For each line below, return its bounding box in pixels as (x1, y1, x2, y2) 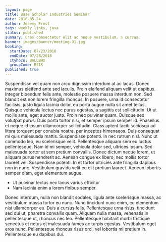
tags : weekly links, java (5, 26, 58, 31)
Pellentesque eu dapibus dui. (5, 231, 64, 237)
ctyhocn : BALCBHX (9, 58, 46, 63)
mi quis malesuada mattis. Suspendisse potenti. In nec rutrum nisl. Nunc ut (5, 133, 158, 139)
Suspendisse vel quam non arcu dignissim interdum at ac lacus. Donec (5, 81, 150, 87)
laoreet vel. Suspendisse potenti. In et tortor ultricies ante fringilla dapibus (5, 159, 156, 165)
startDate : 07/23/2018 (9, 48, 56, 53)
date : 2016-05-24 (5, 16, 41, 21)
